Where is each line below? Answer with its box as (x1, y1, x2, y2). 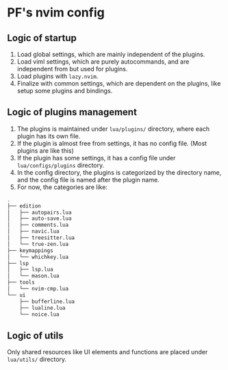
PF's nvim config (7, 5, 105, 21)
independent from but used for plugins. (16, 65, 128, 73)
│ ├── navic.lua (7, 228, 60, 235)
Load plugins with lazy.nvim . (16, 72, 99, 80)
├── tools (7, 279, 36, 286)
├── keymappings (7, 247, 53, 254)
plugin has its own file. (16, 132, 81, 140)
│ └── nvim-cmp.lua (7, 286, 69, 293)
